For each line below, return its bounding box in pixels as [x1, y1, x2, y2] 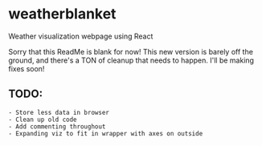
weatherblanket [8, 5, 117, 23]
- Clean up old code [8, 116, 78, 124]
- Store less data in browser [8, 108, 110, 116]
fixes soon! [8, 63, 45, 73]
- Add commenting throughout [8, 122, 106, 131]
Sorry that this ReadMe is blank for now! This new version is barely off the [8, 47, 253, 56]
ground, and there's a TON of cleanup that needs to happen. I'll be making [8, 55, 255, 65]
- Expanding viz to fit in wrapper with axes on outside [8, 129, 203, 137]
